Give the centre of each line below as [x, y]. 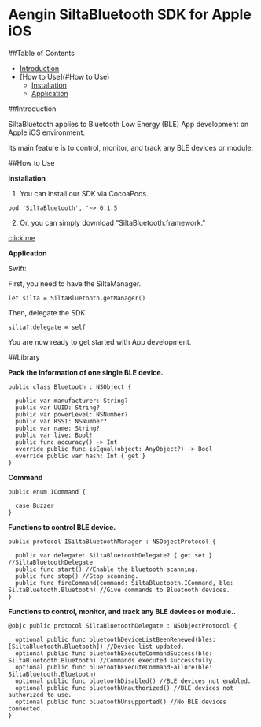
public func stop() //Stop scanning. [77, 576]
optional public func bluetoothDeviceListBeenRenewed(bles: [116, 639]
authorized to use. [40, 695]
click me [22, 237]
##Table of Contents [41, 53]
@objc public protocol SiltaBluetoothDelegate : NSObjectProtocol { [123, 626]
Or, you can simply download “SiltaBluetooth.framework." [112, 222]
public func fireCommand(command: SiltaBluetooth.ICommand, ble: [125, 583]
